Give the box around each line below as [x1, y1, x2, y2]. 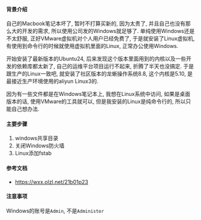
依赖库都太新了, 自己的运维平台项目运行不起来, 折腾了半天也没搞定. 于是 [16, 63, 194, 70]
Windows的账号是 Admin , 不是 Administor [6, 207, 104, 214]
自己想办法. [11, 106, 40, 113]
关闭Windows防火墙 [14, 142, 65, 149]
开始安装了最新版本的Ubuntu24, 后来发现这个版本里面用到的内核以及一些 [6, 55, 187, 62]
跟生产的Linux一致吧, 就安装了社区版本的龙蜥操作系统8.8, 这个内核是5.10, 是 [6, 70, 193, 77]
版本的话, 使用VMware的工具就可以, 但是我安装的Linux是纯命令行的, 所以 [6, 98, 186, 105]
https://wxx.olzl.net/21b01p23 [14, 178, 89, 185]
